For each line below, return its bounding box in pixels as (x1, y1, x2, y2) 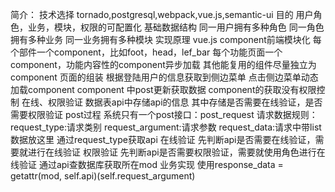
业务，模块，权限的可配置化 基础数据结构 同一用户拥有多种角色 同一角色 (27, 21, 325, 33)
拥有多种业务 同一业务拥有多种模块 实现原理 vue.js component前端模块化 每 (10, 34, 322, 45)
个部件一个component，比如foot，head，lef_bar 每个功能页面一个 (10, 46, 283, 58)
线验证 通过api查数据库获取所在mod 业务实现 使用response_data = (10, 159, 284, 170)
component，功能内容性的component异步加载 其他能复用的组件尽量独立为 (10, 59, 317, 70)
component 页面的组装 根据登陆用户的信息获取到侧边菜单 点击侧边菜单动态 (10, 71, 319, 83)
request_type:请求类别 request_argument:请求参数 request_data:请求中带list (10, 121, 322, 133)
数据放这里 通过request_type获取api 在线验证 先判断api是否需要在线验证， (10, 134, 316, 145)
